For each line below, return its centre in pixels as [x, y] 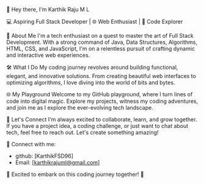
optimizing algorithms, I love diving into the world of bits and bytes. [91, 83]
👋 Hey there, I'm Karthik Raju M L [48, 9]
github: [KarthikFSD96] [44, 156]
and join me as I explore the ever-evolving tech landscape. [80, 108]
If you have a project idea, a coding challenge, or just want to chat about [97, 126]
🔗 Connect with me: [31, 144]
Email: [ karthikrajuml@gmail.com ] [57, 162]
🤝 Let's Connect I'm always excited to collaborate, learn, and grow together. [102, 119]
